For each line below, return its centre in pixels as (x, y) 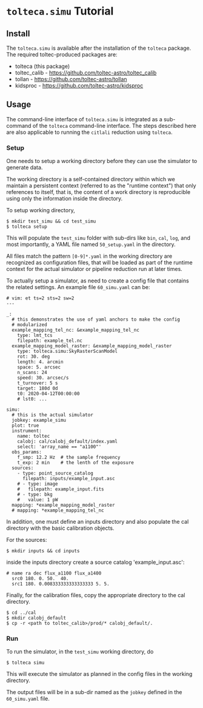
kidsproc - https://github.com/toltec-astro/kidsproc (79, 85)
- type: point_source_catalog (55, 473)
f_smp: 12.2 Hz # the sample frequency (69, 458)
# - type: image (38, 484)
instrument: (27, 431)
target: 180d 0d (38, 389)
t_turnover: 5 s (38, 383)
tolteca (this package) (42, 66)
